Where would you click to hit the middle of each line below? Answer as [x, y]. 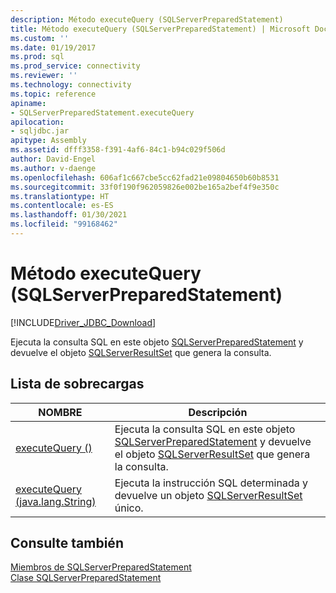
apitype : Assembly [48, 141]
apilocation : [37, 122]
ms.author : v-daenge [53, 168]
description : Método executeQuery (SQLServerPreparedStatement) [147, 19]
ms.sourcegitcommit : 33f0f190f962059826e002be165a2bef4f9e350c [145, 187]
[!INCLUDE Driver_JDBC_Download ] [83, 322]
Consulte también [67, 543]
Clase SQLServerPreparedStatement [86, 578]
